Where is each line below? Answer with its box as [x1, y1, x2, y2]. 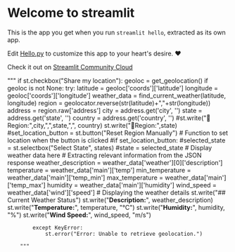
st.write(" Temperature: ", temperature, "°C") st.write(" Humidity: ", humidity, [7, 203, 225, 211]
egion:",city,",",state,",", [7, 121, 77, 129]
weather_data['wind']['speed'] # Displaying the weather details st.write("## [7, 188, 227, 197]
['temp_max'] [7, 180, 46, 189]
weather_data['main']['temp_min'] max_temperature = [7, 173, 164, 182]
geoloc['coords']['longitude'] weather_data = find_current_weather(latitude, [7, 91, 227, 100]
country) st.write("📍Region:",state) [77, 121, 178, 129]
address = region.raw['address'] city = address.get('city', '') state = [7, 106, 203, 114]
